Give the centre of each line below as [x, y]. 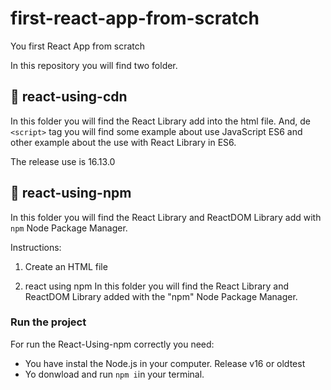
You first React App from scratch [78, 46]
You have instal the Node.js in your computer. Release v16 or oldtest [165, 363]
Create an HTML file [66, 266]
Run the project [48, 322]
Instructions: [36, 247]
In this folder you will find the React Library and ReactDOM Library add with [166, 217]
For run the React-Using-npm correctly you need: [112, 344]
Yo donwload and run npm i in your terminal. [114, 374]
